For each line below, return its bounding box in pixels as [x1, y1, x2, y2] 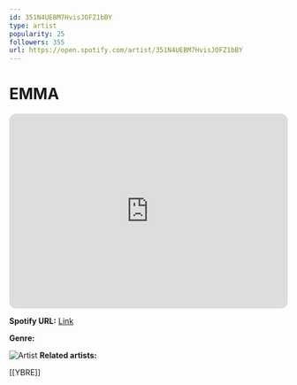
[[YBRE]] [9, 367, 42, 378]
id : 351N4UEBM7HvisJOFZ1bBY [9, 12, 113, 22]
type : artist [9, 21, 57, 30]
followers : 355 [9, 37, 65, 47]
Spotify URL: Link [9, 316, 74, 327]
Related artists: [39, 350, 97, 361]
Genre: [9, 333, 35, 343]
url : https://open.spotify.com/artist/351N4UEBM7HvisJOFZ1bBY [9, 46, 243, 55]
